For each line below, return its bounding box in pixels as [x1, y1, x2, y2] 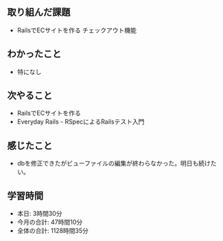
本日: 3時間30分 [16, 209, 62, 218]
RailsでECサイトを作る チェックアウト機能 [16, 26, 137, 34]
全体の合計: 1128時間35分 [16, 227, 89, 235]
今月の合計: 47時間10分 [16, 218, 83, 227]
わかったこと [7, 48, 62, 60]
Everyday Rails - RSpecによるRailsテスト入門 [16, 117, 145, 126]
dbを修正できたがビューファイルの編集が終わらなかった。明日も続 [16, 159, 205, 168]
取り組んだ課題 [7, 6, 71, 19]
